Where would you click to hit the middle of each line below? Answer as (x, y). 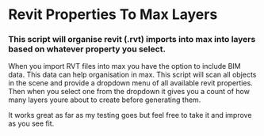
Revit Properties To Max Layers (113, 15)
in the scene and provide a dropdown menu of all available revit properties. (131, 83)
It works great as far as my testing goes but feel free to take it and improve (130, 115)
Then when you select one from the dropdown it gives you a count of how (129, 92)
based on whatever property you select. (87, 49)
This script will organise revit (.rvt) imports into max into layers (132, 40)
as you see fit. (31, 123)
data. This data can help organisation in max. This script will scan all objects (132, 75)
